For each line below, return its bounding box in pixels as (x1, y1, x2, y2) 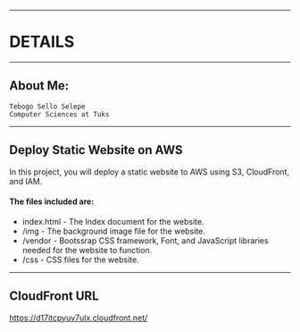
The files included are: (9, 196, 95, 207)
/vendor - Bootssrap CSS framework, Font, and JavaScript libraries (21, 234, 270, 246)
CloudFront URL (9, 288, 100, 304)
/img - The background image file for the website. (21, 226, 205, 236)
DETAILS (9, 32, 75, 52)
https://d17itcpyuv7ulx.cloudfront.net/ (9, 312, 148, 323)
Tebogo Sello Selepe (9, 102, 87, 111)
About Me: (9, 78, 70, 94)
